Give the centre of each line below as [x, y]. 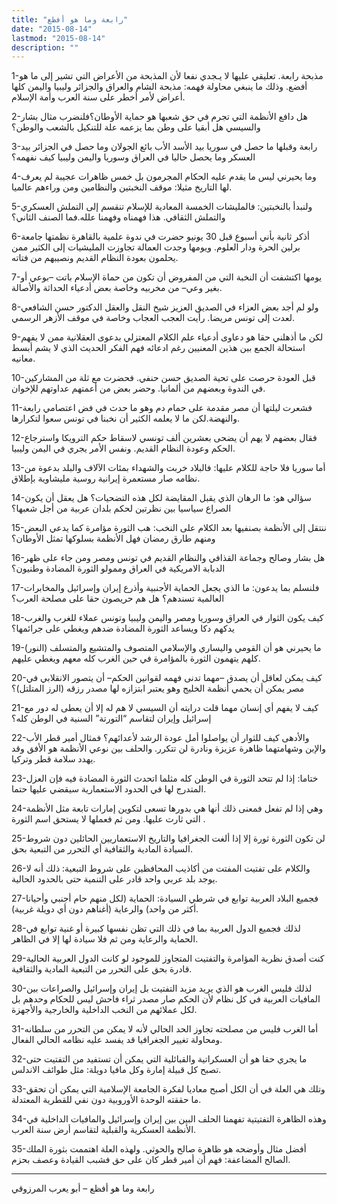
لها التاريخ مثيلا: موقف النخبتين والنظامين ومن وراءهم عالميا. [122, 187]
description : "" [45, 47]
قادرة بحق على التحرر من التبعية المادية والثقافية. [102, 969]
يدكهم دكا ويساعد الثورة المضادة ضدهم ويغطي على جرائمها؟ [123, 628]
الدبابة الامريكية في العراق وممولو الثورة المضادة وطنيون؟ [118, 568]
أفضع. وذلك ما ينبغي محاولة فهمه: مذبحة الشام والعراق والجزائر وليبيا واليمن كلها [159, 87]
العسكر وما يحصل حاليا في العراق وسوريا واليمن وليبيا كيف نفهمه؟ [133, 157]
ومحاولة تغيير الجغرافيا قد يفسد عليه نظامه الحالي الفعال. [117, 1040]
